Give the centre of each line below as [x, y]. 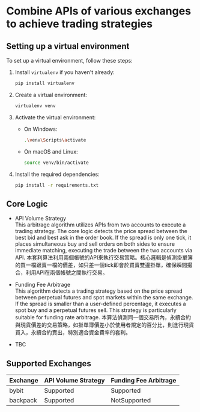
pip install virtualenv [45, 83]
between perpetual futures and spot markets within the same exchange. [104, 298]
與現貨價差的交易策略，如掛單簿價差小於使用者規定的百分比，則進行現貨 [104, 325]
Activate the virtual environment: [55, 117]
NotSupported [131, 400]
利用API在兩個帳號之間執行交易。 [67, 273]
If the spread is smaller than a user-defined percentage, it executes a [100, 304]
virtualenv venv [35, 106]
